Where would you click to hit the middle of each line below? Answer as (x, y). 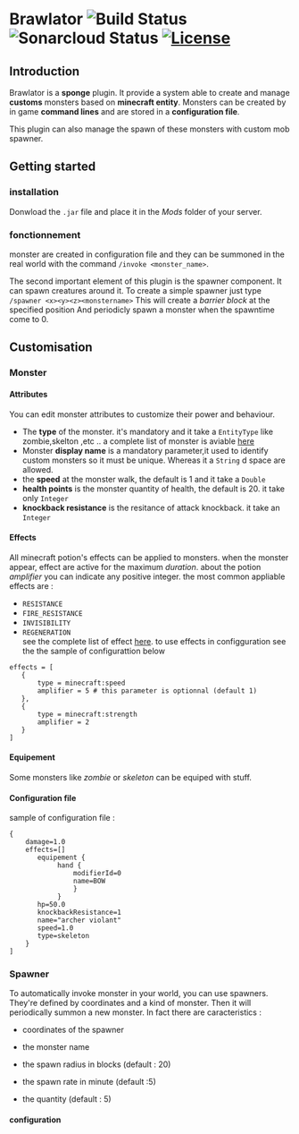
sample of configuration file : (62, 818)
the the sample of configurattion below (93, 651)
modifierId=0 (97, 874)
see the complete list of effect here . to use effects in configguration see (154, 641)
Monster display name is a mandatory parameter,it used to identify (145, 450)
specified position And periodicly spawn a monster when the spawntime (142, 310)
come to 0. (29, 319)
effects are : (31, 585)
